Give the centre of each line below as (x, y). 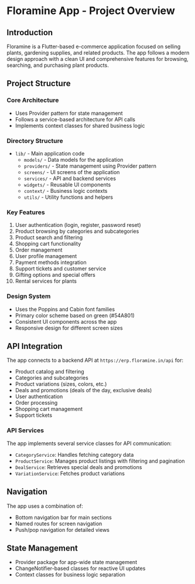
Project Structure (39, 84)
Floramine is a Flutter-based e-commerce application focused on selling (94, 46)
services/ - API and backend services (70, 178)
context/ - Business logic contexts (66, 191)
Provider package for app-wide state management (76, 562)
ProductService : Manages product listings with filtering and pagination (100, 461)
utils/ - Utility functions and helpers (69, 197)
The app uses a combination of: (45, 506)
